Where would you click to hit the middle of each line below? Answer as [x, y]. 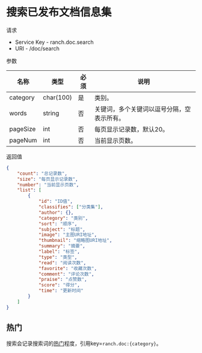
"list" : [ [29, 190]
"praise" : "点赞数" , [63, 280]
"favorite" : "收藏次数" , [68, 268]
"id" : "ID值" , [56, 202]
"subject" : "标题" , [62, 229]
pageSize [23, 128]
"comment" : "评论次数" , [66, 274]
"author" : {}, [56, 213]
